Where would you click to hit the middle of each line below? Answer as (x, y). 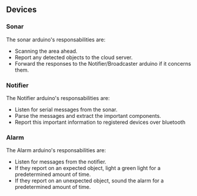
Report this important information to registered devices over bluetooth (100, 122)
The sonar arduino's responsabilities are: (56, 39)
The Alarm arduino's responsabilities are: (56, 150)
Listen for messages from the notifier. (60, 162)
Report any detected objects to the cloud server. (74, 57)
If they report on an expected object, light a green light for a (88, 168)
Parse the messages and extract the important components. (88, 115)
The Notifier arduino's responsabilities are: (58, 98)
